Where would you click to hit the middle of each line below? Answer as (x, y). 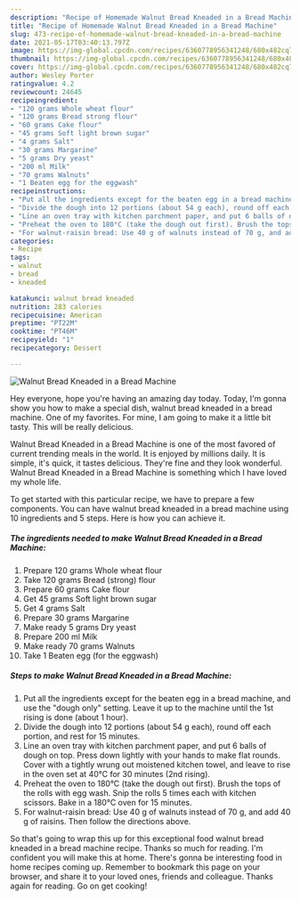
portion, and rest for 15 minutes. (81, 736)
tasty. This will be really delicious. (72, 426)
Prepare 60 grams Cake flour (76, 589)
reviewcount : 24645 (46, 92)
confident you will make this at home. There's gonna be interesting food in (146, 857)
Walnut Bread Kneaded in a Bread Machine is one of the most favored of (143, 444)
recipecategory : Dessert (56, 348)
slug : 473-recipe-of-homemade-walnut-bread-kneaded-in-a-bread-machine (146, 34)
